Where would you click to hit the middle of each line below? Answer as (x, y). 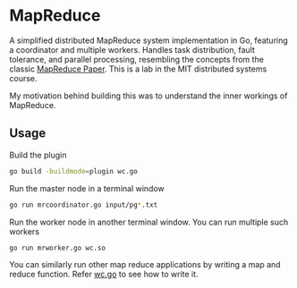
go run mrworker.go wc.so (57, 248)
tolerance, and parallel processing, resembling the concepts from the (136, 59)
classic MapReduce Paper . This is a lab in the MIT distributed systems (138, 69)
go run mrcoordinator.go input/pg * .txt (84, 205)
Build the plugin (38, 155)
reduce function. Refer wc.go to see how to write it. (104, 275)
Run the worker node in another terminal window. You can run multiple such (149, 222)
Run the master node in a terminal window (87, 188)
